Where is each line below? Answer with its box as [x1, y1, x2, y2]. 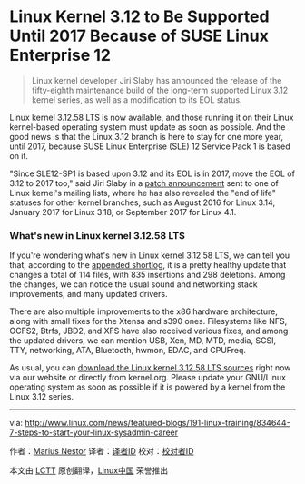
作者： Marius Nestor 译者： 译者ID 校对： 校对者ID [9, 446, 194, 457]
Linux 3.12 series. [9, 391, 74, 402]
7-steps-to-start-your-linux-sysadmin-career [9, 427, 179, 438]
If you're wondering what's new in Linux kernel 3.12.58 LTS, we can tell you [9, 250, 290, 261]
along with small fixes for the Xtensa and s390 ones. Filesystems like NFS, [9, 316, 288, 327]
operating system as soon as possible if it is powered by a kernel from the [9, 381, 286, 392]
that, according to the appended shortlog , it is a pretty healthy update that [9, 260, 287, 271]
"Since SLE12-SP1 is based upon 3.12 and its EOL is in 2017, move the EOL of [9, 168, 295, 179]
